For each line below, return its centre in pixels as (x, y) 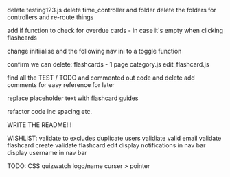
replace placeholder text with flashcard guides (73, 98)
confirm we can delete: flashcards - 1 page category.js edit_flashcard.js (108, 64)
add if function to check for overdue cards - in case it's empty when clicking (115, 31)
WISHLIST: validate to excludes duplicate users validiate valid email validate (114, 138)
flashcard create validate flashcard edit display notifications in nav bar (106, 145)
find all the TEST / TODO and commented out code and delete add (101, 78)
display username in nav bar (47, 153)
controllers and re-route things (50, 17)
